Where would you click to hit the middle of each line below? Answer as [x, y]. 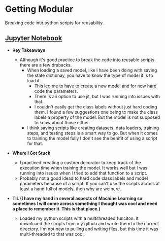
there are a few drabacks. [46, 65]
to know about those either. [62, 122]
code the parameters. [56, 91]
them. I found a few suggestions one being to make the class [96, 112]
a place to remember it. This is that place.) [56, 208]
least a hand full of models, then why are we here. [70, 189]
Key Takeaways [29, 50]
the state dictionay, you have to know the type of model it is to [90, 75]
